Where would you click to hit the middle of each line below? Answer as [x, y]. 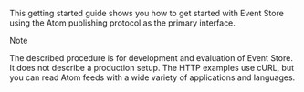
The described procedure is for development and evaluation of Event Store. [152, 58]
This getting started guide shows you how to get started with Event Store [147, 13]
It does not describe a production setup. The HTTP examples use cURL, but [152, 68]
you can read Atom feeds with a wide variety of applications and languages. [152, 77]
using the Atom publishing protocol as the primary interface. [122, 23]
